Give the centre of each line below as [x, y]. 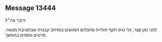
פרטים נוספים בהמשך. [26, 35]
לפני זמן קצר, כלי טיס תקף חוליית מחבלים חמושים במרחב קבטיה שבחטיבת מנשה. [81, 30]
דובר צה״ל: [16, 20]
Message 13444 [30, 8]
